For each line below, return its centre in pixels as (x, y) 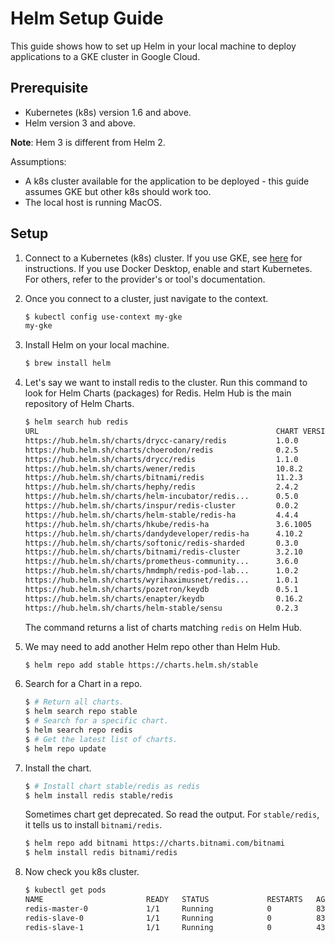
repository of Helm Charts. (79, 404)
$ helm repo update (65, 748)
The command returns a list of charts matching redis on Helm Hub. (163, 627)
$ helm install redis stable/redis (99, 795)
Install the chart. (58, 768)
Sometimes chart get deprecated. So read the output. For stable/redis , (172, 814)
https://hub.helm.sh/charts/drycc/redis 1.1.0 (161, 459)
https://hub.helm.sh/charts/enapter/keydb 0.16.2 (163, 598)
